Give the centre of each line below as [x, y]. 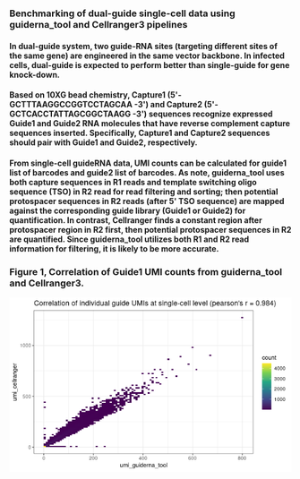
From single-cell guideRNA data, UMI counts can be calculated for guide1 [148, 163]
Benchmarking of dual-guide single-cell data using [122, 13]
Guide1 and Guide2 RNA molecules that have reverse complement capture [150, 124]
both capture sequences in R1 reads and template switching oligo [133, 182]
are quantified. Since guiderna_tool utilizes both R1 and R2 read [129, 239]
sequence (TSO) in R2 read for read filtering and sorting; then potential [144, 192]
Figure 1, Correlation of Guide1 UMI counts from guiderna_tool [146, 271]
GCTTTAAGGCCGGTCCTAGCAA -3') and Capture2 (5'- [114, 105]
